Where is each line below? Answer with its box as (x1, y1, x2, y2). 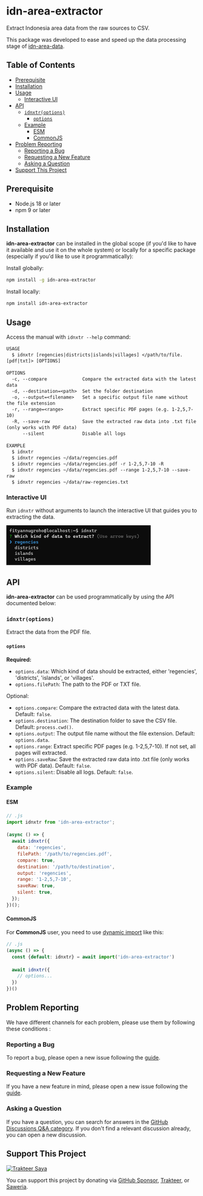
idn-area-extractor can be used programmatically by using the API (6, 593, 175, 600)
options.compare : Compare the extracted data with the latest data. (15, 704, 180, 711)
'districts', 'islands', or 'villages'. (15, 674, 95, 681)
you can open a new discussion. (6, 1131, 87, 1138)
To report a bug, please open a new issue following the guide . (6, 1054, 161, 1061)
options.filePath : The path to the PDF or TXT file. (15, 680, 141, 688)
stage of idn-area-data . (6, 42, 65, 50)
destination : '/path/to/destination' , (17, 863, 115, 870)
